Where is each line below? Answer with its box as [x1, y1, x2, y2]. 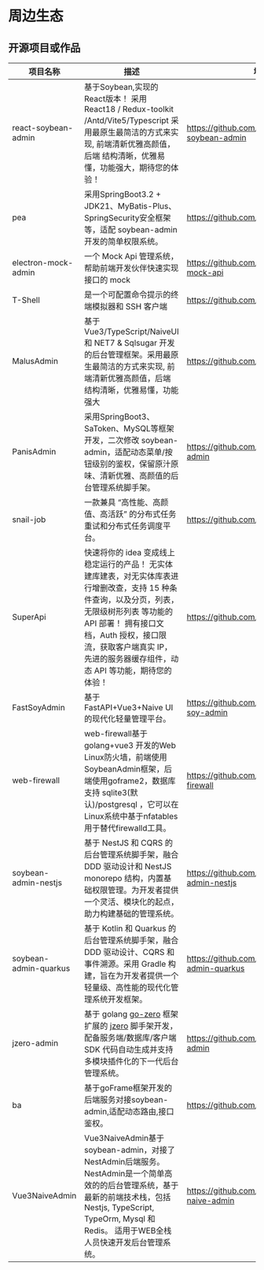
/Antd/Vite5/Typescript [83, 115, 169, 126]
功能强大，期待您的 [99, 162, 171, 173]
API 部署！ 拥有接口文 [83, 618, 164, 628]
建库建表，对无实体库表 [83, 571, 171, 581]
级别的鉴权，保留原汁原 [91, 458, 179, 469]
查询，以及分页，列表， [91, 594, 179, 605]
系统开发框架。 [91, 994, 148, 1005]
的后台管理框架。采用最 [83, 350, 171, 360]
